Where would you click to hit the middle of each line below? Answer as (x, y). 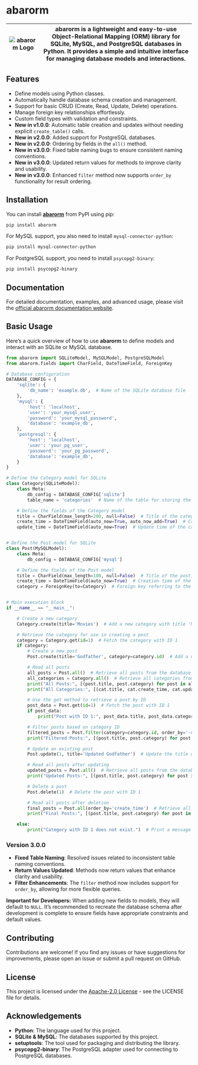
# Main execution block (35, 602)
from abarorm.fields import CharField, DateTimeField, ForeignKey (89, 363)
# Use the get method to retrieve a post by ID (87, 700)
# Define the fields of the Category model (71, 511)
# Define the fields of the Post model (66, 570)
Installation (27, 200)
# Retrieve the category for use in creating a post (83, 635)
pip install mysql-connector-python (51, 247)
